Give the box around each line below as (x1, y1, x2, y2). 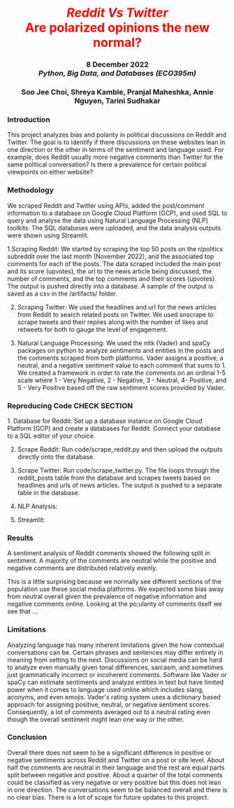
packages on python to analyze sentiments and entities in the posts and (17, 346, 225, 354)
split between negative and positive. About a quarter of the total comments (7, 770, 223, 779)
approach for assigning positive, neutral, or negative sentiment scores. (7, 700, 211, 709)
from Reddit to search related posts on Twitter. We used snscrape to (17, 310, 214, 319)
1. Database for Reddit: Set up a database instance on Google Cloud (7, 417, 203, 425)
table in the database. (17, 488, 80, 496)
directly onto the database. (17, 452, 96, 461)
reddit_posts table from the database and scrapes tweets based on (17, 473, 211, 482)
